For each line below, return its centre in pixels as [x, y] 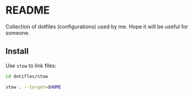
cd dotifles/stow [27, 76]
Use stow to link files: [31, 65]
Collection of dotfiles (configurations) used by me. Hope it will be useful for [97, 27]
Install [17, 52]
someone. [18, 32]
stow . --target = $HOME [33, 87]
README [28, 10]
